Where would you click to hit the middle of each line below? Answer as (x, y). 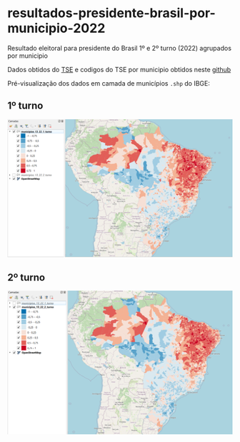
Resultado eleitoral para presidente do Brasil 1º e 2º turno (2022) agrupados (120, 48)
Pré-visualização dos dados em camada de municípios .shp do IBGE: (109, 83)
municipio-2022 (56, 28)
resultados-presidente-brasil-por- (111, 13)
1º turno (25, 106)
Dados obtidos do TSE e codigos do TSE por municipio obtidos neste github (119, 69)
